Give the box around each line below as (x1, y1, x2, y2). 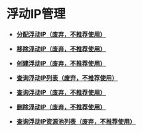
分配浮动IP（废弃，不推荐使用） (16, 30, 106, 38)
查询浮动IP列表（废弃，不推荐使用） (16, 73, 118, 82)
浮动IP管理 (6, 6, 66, 22)
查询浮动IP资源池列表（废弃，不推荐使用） (16, 117, 136, 125)
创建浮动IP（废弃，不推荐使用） (16, 59, 106, 67)
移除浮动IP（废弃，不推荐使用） (16, 44, 106, 53)
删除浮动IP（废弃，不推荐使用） (16, 103, 106, 111)
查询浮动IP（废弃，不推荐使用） (16, 88, 106, 96)
